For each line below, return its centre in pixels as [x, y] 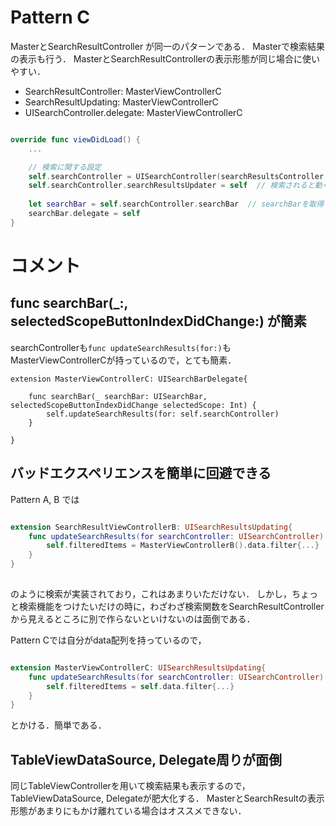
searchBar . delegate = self [84, 214]
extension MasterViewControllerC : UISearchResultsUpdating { [138, 667]
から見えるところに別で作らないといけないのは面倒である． [133, 618]
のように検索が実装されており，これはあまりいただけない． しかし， [151, 593]
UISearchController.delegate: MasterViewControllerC [133, 112]
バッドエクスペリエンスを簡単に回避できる [141, 473]
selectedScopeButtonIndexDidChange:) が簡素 [158, 321]
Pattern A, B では [45, 499]
